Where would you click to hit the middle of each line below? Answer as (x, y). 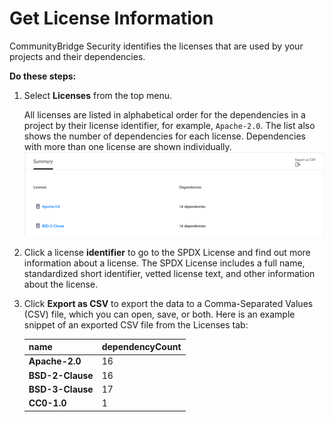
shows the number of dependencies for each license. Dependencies (164, 136)
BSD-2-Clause (61, 375)
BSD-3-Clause (61, 389)
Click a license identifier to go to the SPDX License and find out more (167, 252)
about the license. (61, 284)
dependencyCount (141, 347)
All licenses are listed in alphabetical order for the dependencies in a (164, 114)
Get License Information (111, 18)
